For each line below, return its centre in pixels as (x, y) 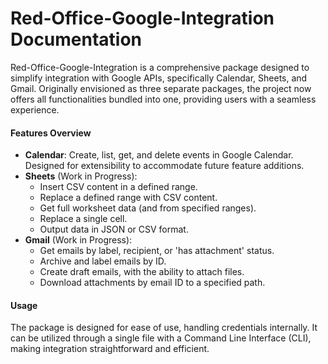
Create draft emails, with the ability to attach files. (142, 272)
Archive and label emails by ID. (103, 261)
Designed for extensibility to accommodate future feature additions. (164, 166)
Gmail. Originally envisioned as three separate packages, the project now (161, 88)
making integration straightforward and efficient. (110, 349)
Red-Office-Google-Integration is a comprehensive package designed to (160, 67)
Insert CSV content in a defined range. (118, 187)
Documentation (76, 39)
